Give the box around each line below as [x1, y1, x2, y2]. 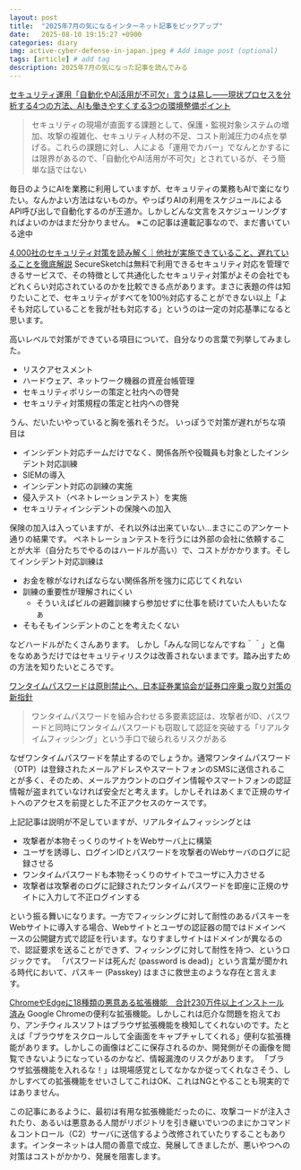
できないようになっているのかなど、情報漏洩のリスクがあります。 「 [16, 1052, 269, 1064]
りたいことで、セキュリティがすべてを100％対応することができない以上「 [9, 292, 279, 303]
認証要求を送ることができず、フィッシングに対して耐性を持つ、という [24, 944, 283, 954]
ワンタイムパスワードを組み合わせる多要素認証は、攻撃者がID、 [30, 710, 267, 721]
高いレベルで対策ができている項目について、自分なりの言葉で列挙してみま [9, 333, 284, 344]
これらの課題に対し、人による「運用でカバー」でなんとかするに [55, 141, 291, 153]
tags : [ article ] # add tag [9, 55, 110, 64]
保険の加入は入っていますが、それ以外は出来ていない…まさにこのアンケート [9, 522, 290, 532]
